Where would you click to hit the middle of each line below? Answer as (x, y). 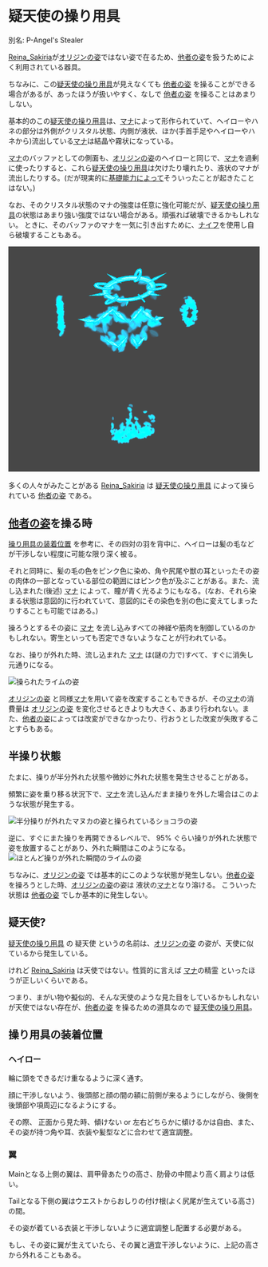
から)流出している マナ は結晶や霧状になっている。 (96, 141)
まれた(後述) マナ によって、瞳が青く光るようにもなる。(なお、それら (136, 591)
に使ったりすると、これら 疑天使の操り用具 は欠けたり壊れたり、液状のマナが (134, 168)
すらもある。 (36, 729)
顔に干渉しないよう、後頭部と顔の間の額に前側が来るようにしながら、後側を (134, 1095)
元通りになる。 (33, 665)
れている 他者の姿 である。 (52, 495)
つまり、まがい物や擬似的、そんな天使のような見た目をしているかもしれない (134, 997)
